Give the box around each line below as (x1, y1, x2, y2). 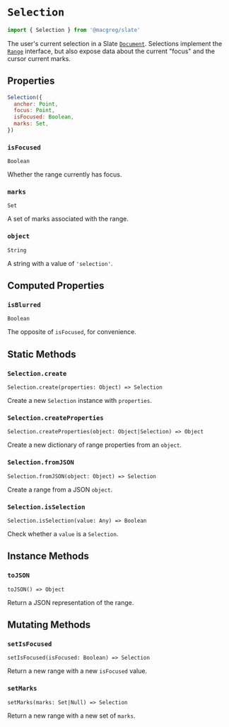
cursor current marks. (7, 54, 71, 62)
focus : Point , (13, 107, 55, 114)
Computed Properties (7, 279, 105, 292)
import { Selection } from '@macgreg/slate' (7, 26, 141, 33)
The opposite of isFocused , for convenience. (7, 328, 136, 336)
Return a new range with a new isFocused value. (7, 667, 147, 675)
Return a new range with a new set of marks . (7, 711, 136, 720)
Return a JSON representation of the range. (7, 598, 134, 606)
